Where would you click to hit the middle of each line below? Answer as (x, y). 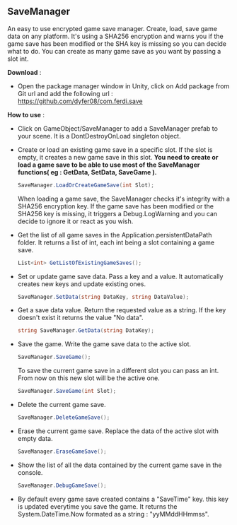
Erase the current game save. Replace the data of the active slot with (118, 431)
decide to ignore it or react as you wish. (75, 221)
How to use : (26, 114)
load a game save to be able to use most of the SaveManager (109, 165)
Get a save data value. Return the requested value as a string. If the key (122, 310)
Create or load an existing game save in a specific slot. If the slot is (115, 149)
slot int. (18, 59)
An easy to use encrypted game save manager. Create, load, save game (112, 28)
